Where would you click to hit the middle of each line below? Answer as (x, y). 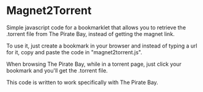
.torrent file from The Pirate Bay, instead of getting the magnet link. (90, 34)
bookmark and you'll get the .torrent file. (57, 70)
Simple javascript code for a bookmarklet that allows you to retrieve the (96, 27)
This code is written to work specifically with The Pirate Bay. (82, 82)
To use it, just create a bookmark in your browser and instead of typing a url (102, 46)
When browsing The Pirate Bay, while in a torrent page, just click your (94, 64)
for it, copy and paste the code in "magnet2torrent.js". (74, 52)
